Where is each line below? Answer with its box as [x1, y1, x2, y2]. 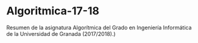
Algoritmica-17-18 [6, 4, 99, 18]
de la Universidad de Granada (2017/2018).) [6, 30, 116, 37]
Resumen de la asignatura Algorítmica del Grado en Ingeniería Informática [6, 24, 192, 31]
